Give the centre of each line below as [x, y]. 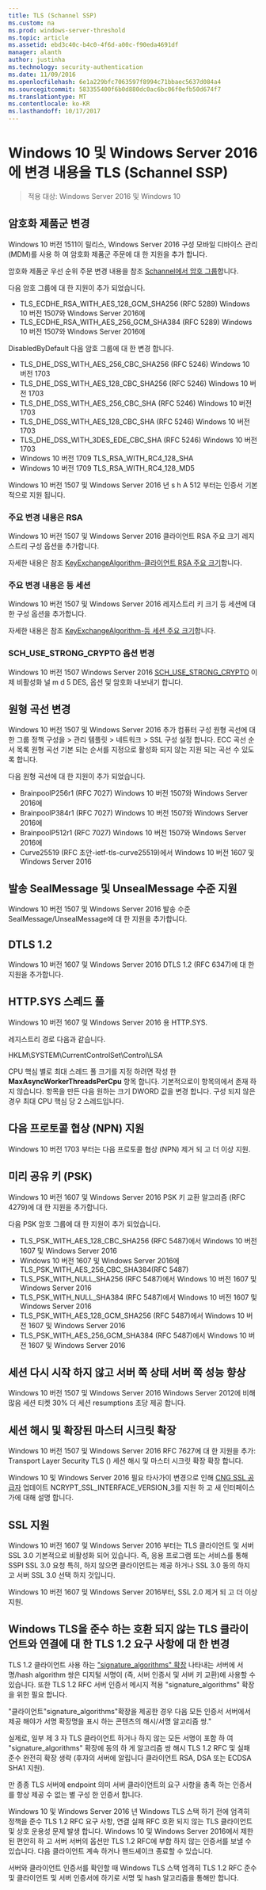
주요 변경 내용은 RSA [46, 517]
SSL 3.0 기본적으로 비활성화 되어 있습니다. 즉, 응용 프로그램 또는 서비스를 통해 [128, 1555]
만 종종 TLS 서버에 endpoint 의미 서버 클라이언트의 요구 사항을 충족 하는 [120, 1785]
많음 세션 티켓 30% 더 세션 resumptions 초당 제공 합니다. [97, 1403]
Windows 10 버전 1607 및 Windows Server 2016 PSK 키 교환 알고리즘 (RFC [127, 1197]
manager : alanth [35, 52]
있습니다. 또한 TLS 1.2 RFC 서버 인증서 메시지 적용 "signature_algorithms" [124, 1684]
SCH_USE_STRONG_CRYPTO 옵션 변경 [82, 653]
